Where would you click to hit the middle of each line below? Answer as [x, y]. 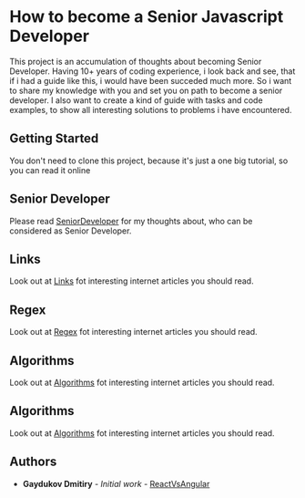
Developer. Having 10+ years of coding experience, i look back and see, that [152, 71]
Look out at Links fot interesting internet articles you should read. [132, 281]
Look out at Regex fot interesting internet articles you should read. [133, 332]
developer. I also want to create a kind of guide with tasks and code [136, 100]
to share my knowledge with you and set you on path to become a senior [146, 90]
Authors [33, 462]
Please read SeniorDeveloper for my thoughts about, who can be [131, 221]
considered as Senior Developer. [71, 231]
